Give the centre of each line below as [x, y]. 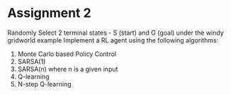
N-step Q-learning [44, 84]
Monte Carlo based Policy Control [67, 54]
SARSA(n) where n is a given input [68, 69]
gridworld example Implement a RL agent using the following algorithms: [113, 40]
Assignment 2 [49, 13]
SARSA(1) [32, 61]
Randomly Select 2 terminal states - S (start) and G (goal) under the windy [116, 33]
